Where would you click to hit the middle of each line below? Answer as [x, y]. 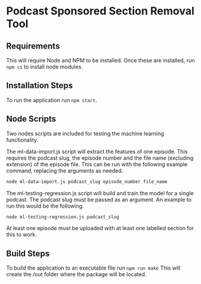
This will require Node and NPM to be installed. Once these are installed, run [100, 60]
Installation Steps [40, 86]
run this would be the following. [45, 206]
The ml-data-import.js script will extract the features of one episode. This [97, 151]
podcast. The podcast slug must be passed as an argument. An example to [99, 199]
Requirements [33, 46]
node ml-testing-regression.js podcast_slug [63, 217]
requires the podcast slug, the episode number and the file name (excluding [100, 158]
